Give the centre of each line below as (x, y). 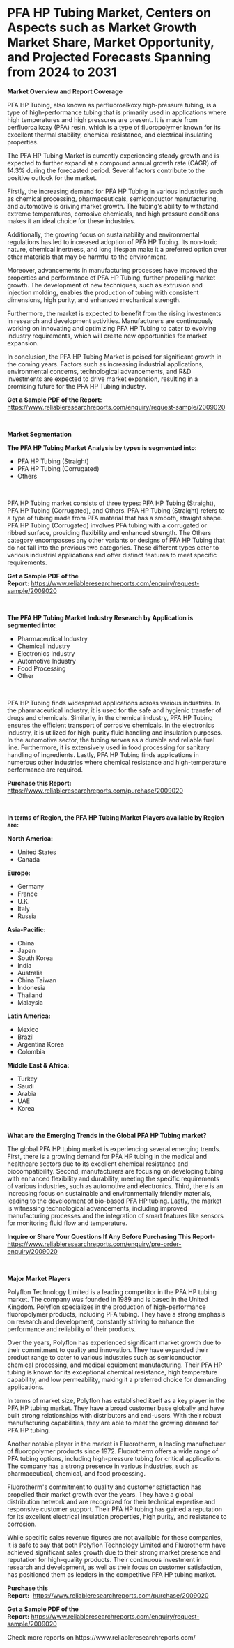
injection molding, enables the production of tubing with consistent (103, 292)
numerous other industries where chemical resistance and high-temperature (117, 762)
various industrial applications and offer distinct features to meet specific (112, 555)
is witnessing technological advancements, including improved (97, 1208)
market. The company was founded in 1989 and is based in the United (108, 1299)
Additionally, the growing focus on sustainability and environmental (103, 234)
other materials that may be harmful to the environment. (87, 257)
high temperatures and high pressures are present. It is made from (103, 119)
